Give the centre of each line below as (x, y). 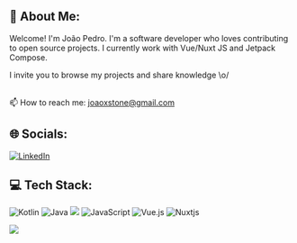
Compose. (28, 57)
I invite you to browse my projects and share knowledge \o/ (119, 75)
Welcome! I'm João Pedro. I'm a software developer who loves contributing (149, 38)
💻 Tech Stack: (51, 185)
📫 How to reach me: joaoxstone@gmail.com (92, 102)
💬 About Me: (45, 17)
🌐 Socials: (39, 135)
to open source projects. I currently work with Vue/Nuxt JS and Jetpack (143, 48)
